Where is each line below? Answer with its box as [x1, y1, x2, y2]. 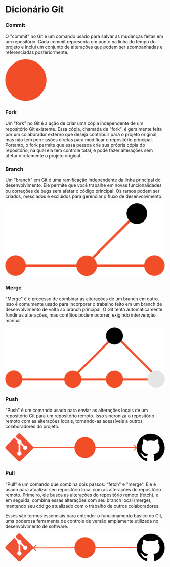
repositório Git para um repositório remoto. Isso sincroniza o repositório [5, 413, 154, 419]
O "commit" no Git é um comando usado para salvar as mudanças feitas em [5, 33, 163, 39]
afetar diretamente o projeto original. [5, 152, 82, 159]
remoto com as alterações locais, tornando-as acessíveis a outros [5, 418, 143, 424]
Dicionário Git [5, 4, 64, 15]
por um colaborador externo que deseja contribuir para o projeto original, [5, 131, 158, 137]
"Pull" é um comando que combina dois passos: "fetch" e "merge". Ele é [5, 481, 156, 487]
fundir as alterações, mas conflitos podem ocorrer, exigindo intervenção [5, 311, 156, 318]
